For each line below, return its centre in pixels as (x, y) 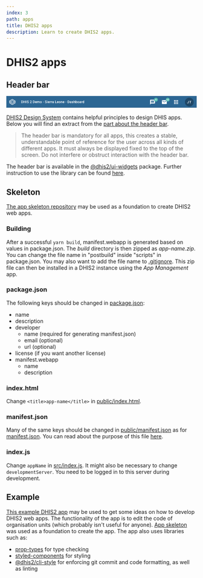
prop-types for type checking (52, 549)
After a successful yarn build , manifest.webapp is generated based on (95, 242)
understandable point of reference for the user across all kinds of (102, 142)
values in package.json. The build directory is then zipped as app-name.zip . (101, 248)
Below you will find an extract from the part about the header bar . (88, 124)
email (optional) (43, 340)
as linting (26, 568)
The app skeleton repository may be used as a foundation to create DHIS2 (98, 207)
